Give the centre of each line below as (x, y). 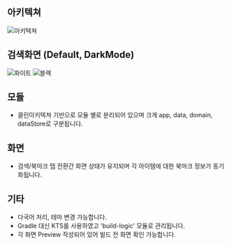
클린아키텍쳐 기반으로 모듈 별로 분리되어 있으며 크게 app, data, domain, (115, 115)
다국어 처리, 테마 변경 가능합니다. (62, 217)
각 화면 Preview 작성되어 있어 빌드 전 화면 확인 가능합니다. (97, 235)
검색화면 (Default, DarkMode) (71, 55)
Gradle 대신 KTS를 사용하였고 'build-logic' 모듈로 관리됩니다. (101, 226)
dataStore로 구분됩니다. (50, 124)
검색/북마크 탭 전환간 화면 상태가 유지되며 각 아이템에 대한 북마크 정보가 (114, 166)
